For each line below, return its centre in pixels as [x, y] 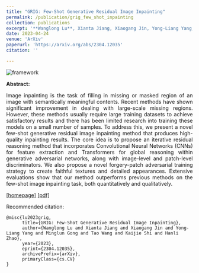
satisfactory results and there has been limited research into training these [99, 120]
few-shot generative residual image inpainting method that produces [92, 133]
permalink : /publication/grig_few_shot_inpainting [70, 17]
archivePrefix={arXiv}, [51, 254]
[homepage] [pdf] [28, 195]
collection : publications [38, 23]
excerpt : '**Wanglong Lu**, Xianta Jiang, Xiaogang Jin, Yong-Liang [92, 28]
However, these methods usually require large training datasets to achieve [99, 114]
